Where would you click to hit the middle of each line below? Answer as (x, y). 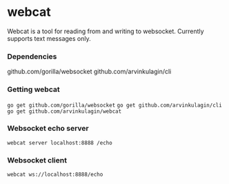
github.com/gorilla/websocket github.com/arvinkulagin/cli (89, 72)
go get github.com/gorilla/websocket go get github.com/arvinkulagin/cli (114, 105)
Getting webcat (33, 89)
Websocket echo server (48, 129)
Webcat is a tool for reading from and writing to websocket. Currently (106, 31)
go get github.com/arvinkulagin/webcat (64, 111)
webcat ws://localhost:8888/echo (55, 175)
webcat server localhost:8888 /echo (60, 142)
